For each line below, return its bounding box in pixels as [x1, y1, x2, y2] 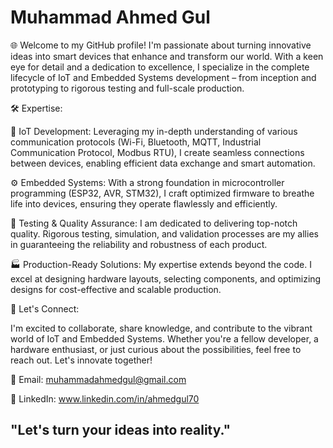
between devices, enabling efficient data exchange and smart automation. [10, 157, 316, 169]
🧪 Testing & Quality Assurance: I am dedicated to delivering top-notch [10, 217, 298, 229]
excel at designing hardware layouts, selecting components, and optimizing [10, 272, 322, 285]
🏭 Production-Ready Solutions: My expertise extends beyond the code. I [10, 258, 312, 270]
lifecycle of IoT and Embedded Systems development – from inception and [10, 71, 317, 83]
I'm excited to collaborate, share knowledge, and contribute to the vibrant [10, 322, 313, 334]
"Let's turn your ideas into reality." [10, 422, 232, 439]
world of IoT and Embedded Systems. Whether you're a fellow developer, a [10, 332, 319, 345]
